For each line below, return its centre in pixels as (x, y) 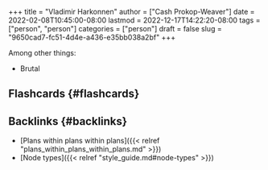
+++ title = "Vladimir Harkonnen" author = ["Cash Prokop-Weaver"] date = (132, 12)
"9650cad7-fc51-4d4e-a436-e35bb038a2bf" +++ (92, 37)
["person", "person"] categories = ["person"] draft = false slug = (115, 29)
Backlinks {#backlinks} (68, 121)
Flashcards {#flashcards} (74, 94)
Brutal (30, 68)
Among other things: (42, 53)
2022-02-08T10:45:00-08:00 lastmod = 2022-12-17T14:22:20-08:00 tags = (134, 20)
